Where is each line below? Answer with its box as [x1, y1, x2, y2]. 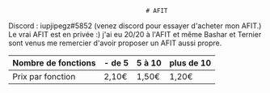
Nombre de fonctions [12, 57, 96, 68]
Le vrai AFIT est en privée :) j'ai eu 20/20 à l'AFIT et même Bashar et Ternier [8, 30, 262, 39]
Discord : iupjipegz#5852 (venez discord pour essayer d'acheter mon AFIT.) [8, 21, 262, 31]
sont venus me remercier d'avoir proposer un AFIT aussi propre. [8, 38, 222, 48]
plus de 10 [169, 57, 212, 68]
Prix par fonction [12, 71, 76, 82]
